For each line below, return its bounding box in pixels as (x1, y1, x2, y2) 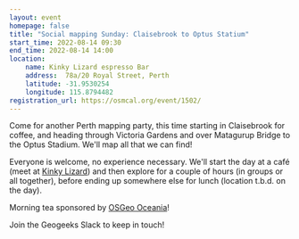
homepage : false (9, 21, 70, 30)
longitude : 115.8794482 (25, 87, 114, 96)
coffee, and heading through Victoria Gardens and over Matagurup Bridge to (9, 130, 291, 141)
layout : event (9, 12, 62, 22)
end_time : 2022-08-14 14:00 (9, 46, 114, 55)
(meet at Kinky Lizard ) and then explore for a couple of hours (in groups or (9, 166, 284, 177)
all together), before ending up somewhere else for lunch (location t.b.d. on (9, 176, 287, 186)
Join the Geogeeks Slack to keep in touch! (9, 219, 165, 230)
